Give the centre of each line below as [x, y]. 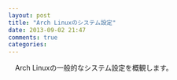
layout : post [29, 15]
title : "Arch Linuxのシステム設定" [62, 23]
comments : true [33, 37]
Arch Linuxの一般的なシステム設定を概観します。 [94, 68]
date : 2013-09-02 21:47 [47, 30]
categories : [28, 45]
